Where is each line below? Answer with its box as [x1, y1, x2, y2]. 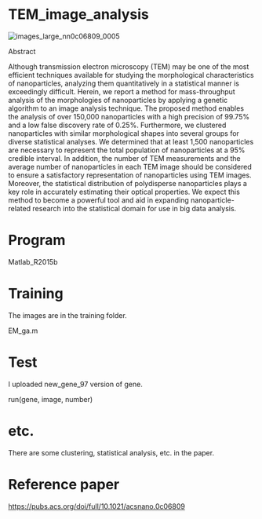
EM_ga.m [8, 326, 38, 335]
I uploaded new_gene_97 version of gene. [8, 379, 143, 389]
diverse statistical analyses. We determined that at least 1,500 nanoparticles [8, 137, 254, 146]
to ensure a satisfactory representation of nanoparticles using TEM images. [8, 170, 253, 180]
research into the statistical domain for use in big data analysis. [32, 203, 237, 213]
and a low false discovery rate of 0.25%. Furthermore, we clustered [8, 120, 227, 130]
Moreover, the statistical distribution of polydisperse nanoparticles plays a [8, 178, 247, 188]
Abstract [8, 46, 36, 56]
